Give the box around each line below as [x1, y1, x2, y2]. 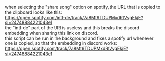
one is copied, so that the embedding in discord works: [5, 41, 118, 46]
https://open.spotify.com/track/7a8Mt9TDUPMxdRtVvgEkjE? [5, 46, 129, 51]
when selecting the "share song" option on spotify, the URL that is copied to [5, 4, 161, 10]
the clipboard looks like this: [5, 9, 62, 15]
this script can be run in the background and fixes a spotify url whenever [5, 35, 154, 41]
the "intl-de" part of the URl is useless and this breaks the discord [5, 25, 140, 31]
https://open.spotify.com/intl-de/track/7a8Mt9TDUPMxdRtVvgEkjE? [5, 15, 144, 20]
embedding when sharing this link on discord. [5, 30, 98, 36]
